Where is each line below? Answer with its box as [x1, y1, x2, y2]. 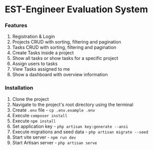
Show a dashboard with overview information [12, 72, 108, 78]
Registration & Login [12, 33, 55, 39]
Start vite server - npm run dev [12, 134, 76, 140]
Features [5, 22, 28, 29]
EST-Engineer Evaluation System [5, 4, 148, 15]
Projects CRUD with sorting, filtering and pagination [12, 39, 121, 45]
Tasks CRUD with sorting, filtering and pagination [12, 45, 116, 51]
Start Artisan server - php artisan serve [12, 139, 97, 145]
